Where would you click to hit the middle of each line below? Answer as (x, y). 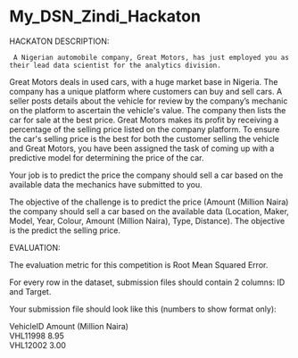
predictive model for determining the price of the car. (107, 157)
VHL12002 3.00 (38, 345)
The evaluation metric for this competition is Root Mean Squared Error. (139, 264)
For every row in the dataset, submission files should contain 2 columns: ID (147, 282)
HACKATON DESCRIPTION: (59, 41)
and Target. (30, 291)
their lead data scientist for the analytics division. (115, 65)
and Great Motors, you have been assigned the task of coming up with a (142, 148)
